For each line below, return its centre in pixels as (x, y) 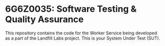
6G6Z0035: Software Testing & (71, 9)
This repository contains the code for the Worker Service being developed (81, 33)
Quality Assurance (44, 19)
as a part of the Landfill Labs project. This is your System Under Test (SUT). (83, 38)
